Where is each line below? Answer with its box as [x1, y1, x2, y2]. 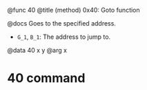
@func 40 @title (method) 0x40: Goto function [7, 6, 140, 14]
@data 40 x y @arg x [7, 46, 68, 54]
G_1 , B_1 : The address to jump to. [17, 33, 111, 41]
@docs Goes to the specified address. [7, 19, 116, 27]
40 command [7, 71, 86, 86]
